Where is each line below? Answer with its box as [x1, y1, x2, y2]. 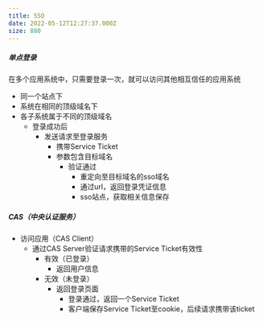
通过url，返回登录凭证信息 [80, 182, 166, 191]
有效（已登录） [43, 254, 94, 264]
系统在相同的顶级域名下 [19, 101, 98, 111]
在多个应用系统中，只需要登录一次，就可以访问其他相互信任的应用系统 [8, 74, 241, 84]
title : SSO [8, 11, 45, 20]
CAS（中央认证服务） [8, 212, 80, 221]
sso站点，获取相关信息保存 [80, 192, 170, 202]
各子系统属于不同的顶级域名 [19, 112, 113, 121]
